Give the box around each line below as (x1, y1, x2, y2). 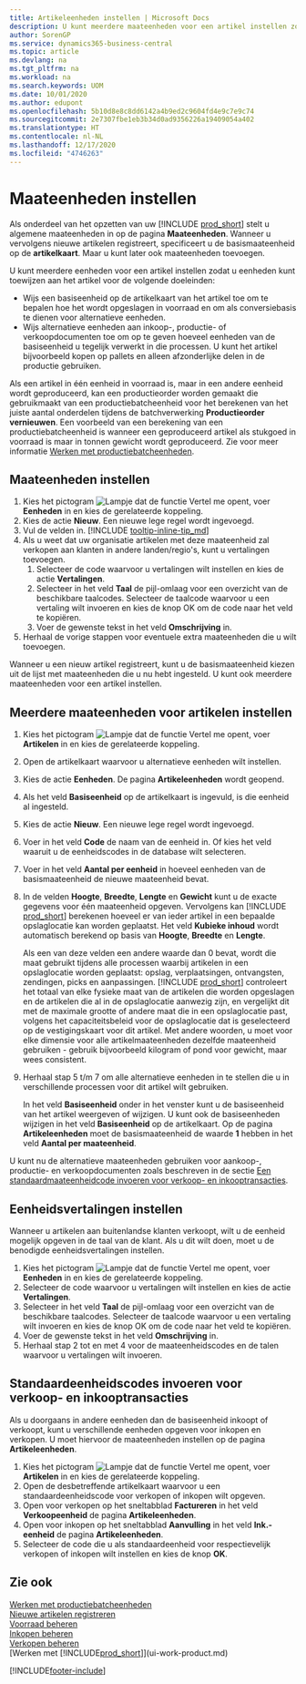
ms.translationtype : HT (9, 124, 100, 133)
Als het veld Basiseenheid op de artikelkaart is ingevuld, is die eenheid (22, 792, 290, 803)
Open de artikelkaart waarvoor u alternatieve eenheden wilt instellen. (22, 756, 282, 767)
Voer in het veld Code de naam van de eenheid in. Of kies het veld (22, 837, 271, 847)
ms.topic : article (9, 47, 79, 56)
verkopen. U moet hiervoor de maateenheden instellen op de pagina (9, 1433, 266, 1444)
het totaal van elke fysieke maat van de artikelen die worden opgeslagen (22, 986, 295, 998)
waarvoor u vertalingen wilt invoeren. (22, 1350, 163, 1361)
